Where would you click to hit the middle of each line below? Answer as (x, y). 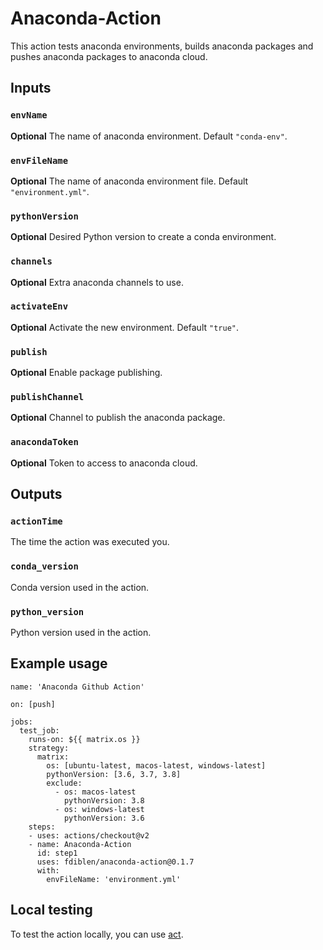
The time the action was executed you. (90, 542)
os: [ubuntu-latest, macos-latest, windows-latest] (156, 765)
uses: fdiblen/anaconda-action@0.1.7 (115, 862)
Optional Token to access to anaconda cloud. (104, 463)
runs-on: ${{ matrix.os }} (84, 739)
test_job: (39, 730)
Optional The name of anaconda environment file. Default (129, 181)
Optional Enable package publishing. (86, 373)
